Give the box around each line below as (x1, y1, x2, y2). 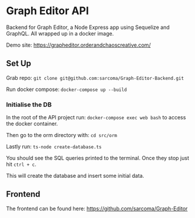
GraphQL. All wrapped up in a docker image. (6, 30, 114, 37)
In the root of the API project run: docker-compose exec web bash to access (6, 114, 186, 121)
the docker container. (6, 120, 58, 128)
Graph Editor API (6, 4, 90, 18)
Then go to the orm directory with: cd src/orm (6, 132, 117, 139)
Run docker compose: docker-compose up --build (6, 86, 127, 93)
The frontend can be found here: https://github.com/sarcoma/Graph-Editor (6, 205, 188, 212)
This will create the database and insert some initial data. (6, 173, 144, 180)
